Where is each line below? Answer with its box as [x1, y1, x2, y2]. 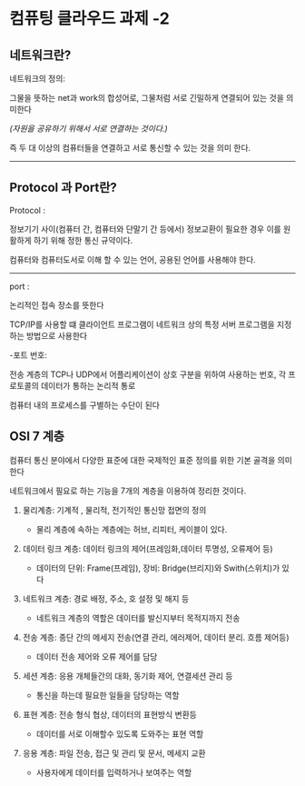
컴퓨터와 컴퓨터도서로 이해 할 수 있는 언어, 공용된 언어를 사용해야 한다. [9, 254, 256, 264]
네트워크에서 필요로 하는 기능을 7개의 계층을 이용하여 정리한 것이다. [9, 485, 247, 496]
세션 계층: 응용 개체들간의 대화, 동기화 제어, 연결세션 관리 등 [22, 670, 233, 682]
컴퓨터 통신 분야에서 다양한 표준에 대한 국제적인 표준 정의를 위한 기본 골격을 [9, 454, 276, 465]
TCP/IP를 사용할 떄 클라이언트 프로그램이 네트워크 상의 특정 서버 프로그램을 [9, 319, 275, 330]
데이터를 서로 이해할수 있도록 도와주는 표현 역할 [35, 728, 204, 739]
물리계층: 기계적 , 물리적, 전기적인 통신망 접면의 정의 [22, 504, 207, 515]
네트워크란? [9, 47, 72, 63]
